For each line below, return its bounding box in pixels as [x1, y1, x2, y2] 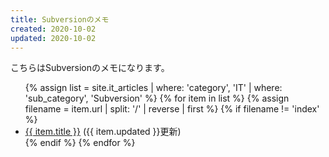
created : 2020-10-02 [10, 24, 97, 34]
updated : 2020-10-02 [10, 33, 97, 43]
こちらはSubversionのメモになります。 [10, 62, 170, 74]
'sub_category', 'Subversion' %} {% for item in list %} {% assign [24, 92, 290, 105]
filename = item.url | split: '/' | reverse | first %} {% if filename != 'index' [24, 103, 320, 115]
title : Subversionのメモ [10, 14, 110, 25]
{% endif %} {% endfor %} [24, 137, 136, 149]
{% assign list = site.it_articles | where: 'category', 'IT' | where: [24, 82, 283, 94]
